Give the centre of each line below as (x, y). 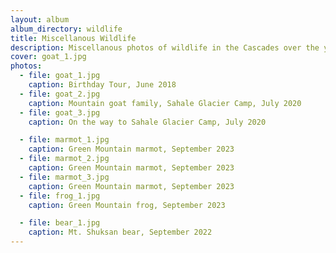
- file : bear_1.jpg (60, 223)
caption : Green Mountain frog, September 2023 (127, 205)
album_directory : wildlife (66, 29)
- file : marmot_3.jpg (64, 177)
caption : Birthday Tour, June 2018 (102, 85)
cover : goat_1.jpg (48, 57)
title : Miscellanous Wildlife (73, 38)
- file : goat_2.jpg (60, 94)
